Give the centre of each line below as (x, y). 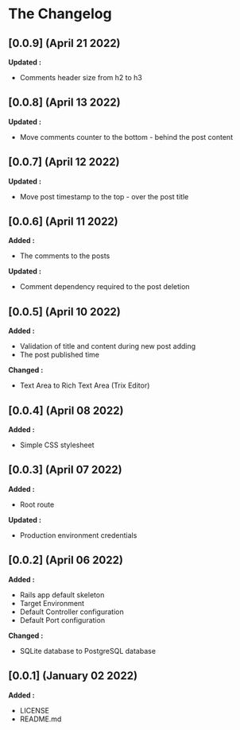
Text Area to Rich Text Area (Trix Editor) (85, 385)
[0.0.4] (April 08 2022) (66, 410)
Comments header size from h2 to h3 (81, 77)
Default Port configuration (62, 620)
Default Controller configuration (72, 612)
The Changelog (60, 14)
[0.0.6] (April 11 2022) (64, 222)
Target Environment (52, 603)
